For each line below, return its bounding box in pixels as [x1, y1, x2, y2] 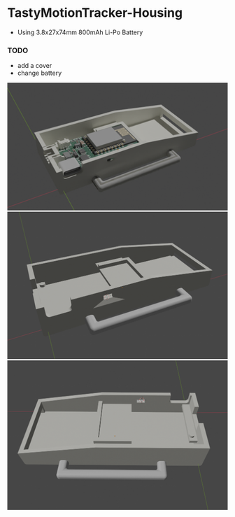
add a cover [17, 62, 52, 70]
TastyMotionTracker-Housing [7, 5, 183, 21]
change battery [17, 69, 62, 78]
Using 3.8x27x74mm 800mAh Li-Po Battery [17, 28, 143, 36]
